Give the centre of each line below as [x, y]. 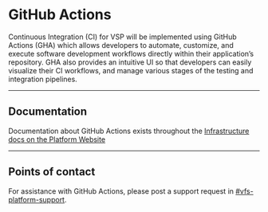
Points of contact [52, 172]
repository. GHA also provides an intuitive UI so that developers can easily [130, 62]
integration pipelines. [43, 79]
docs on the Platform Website [57, 139]
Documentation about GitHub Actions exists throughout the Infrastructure [129, 131]
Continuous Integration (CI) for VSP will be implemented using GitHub [122, 37]
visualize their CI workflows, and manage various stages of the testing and [131, 70]
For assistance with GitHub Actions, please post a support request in [121, 191]
